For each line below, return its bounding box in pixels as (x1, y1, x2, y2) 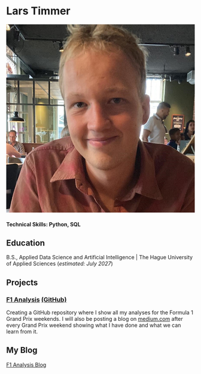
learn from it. (6, 328, 38, 335)
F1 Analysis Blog (6, 361, 47, 368)
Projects (6, 277, 38, 287)
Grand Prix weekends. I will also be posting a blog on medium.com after (6, 315, 184, 323)
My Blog (6, 345, 38, 355)
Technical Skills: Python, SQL (6, 220, 81, 228)
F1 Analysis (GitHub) (6, 295, 67, 304)
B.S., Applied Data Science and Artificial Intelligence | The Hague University (6, 254, 193, 261)
